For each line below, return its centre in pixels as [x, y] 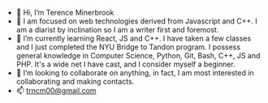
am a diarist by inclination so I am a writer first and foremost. [117, 30]
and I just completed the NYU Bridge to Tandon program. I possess [128, 47]
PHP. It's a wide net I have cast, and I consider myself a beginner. [125, 64]
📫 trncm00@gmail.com [56, 90]
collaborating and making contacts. [75, 82]
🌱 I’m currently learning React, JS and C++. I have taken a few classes [134, 38]
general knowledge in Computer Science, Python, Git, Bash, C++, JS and [138, 56]
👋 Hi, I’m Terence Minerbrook [65, 13]
